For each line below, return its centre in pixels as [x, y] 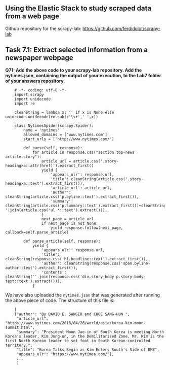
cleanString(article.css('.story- [107, 179]
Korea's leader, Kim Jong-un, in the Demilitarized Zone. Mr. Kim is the [85, 336]
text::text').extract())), [34, 281]
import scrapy [29, 94]
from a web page [32, 16]
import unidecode [33, 99]
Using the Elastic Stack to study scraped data [78, 8]
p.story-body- [131, 277]
